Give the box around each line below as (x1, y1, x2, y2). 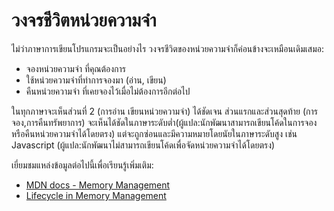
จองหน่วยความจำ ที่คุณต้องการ (25, 62, 127, 74)
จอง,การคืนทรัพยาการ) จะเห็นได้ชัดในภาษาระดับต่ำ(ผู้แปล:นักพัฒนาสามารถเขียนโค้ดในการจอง (11, 116, 318, 128)
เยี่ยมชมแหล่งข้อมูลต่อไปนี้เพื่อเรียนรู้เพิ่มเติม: (11, 159, 154, 171)
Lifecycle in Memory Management (25, 189, 167, 201)
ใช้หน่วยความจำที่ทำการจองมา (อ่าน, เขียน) (25, 74, 167, 86)
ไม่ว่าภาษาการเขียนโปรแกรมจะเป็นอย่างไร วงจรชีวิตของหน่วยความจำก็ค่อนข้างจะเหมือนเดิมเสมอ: (11, 42, 324, 54)
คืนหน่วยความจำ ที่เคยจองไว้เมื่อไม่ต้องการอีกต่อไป (25, 85, 191, 97)
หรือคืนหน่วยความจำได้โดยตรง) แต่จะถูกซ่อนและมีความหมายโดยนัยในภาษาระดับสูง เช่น (11, 127, 298, 139)
